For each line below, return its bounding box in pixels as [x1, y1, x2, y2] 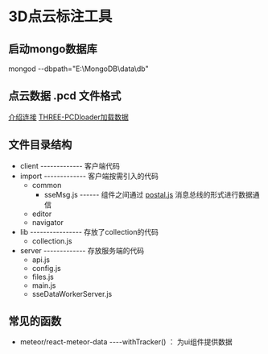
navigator [31, 217, 64, 227]
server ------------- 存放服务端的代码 [19, 245, 145, 255]
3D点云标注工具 [8, 7, 113, 26]
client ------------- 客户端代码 [19, 160, 121, 170]
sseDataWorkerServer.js [31, 289, 113, 298]
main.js [31, 280, 56, 290]
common [31, 180, 62, 189]
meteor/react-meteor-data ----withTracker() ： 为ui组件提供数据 [19, 337, 233, 347]
